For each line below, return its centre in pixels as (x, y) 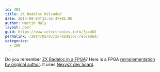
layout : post (18, 28)
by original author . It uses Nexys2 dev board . (50, 64)
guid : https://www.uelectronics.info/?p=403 (51, 32)
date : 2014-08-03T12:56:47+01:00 (39, 18)
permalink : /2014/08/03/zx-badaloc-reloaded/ (52, 37)
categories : (17, 41)
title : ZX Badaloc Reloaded (33, 14)
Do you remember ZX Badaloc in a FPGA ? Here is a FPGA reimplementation (80, 59)
